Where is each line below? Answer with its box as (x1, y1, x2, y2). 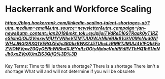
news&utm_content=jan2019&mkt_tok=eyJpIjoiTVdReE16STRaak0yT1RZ (5, 30, 158, 36)
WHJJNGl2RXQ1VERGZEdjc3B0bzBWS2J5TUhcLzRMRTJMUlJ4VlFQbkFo (5, 40, 160, 46)
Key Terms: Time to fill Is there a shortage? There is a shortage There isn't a (5, 63, 159, 69)
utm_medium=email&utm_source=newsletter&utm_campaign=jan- (5, 25, 146, 31)
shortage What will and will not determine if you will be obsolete (5, 68, 135, 74)
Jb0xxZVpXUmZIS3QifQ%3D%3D (5, 51, 77, 57)
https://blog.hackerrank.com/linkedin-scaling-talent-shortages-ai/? (5, 20, 150, 25)
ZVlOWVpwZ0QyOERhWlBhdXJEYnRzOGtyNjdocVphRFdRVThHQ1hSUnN (5, 45, 160, 52)
